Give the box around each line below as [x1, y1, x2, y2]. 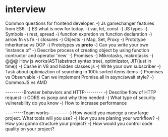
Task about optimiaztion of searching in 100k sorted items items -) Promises [5, 68, 163, 74]
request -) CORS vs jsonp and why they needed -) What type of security [5, 95, 156, 101]
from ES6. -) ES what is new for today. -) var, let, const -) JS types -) [5, 25, 148, 31]
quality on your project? [5, 125, 54, 132]
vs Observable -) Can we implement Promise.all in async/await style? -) [5, 74, 154, 80]
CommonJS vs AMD [5, 79, 47, 85]
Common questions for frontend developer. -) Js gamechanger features [5, 20, 155, 26]
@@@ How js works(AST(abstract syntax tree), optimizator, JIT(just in [5, 58, 151, 64]
